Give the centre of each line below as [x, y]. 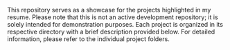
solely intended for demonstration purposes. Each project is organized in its [115, 24]
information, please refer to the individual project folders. [88, 39]
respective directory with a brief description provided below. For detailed [111, 32]
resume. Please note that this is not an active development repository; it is [113, 17]
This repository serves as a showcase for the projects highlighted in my [109, 10]
